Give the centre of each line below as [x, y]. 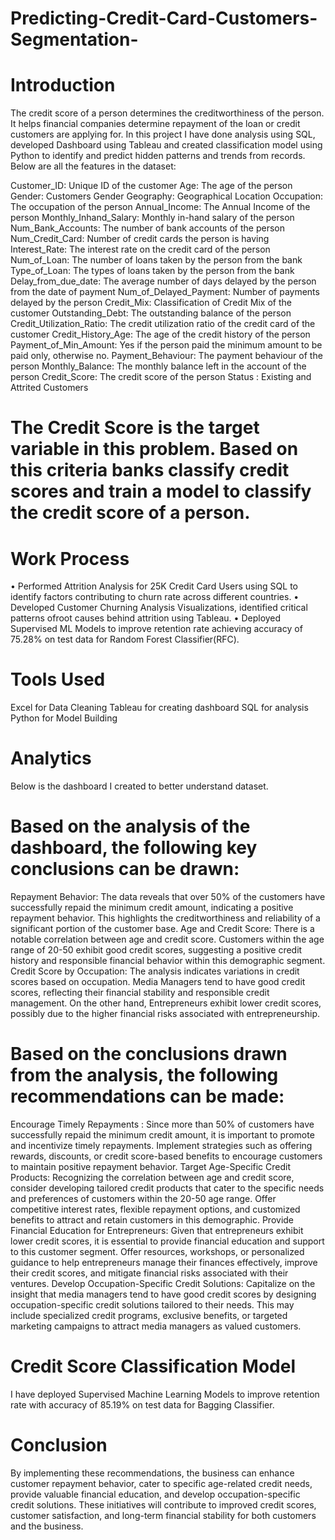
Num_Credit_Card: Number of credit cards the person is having [140, 239]
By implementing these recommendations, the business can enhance [152, 1473]
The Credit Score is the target [135, 428]
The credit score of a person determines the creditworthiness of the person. [167, 113]
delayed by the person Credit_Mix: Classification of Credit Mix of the [151, 303]
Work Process [70, 558]
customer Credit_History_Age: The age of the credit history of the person [160, 334]
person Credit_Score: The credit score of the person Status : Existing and [161, 377]
